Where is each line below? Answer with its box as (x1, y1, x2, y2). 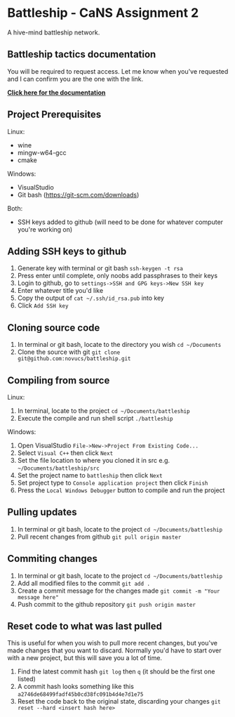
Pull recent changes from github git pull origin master (17, 532, 182, 541)
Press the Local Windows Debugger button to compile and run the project (17, 486, 225, 494)
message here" (17, 593, 59, 601)
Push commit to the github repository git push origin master (17, 600, 196, 608)
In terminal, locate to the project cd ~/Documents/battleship (17, 407, 191, 415)
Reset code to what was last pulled (7, 620, 163, 633)
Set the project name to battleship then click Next (17, 471, 163, 479)
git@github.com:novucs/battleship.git (17, 355, 131, 362)
